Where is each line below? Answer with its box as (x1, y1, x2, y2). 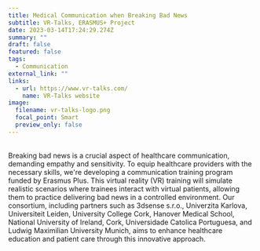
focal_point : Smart (15, 114, 79, 122)
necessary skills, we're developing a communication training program (8, 167, 233, 176)
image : (8, 99, 30, 107)
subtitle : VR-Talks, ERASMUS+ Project (8, 19, 135, 27)
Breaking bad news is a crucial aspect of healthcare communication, (8, 151, 230, 160)
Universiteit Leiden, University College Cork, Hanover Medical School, (8, 209, 235, 218)
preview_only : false (15, 121, 82, 129)
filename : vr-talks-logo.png (15, 107, 111, 115)
